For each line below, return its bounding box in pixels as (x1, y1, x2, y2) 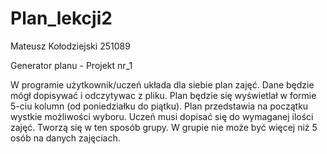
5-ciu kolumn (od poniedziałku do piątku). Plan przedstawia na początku (10, 100, 309, 112)
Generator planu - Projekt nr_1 (10, 59, 133, 71)
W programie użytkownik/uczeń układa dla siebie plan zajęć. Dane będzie (10, 78, 315, 91)
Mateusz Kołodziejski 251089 (10, 40, 131, 52)
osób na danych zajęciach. (10, 132, 121, 144)
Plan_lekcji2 (10, 7, 113, 30)
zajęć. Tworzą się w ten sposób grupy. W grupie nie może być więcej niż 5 (10, 121, 318, 133)
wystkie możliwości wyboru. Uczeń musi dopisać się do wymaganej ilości (10, 110, 314, 122)
